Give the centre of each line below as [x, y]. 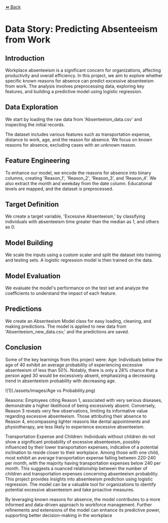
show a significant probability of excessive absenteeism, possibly [73, 441]
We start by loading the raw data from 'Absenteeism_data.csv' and [74, 119]
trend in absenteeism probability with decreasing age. [60, 381]
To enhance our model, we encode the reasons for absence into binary [78, 173]
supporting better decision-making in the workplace [59, 515]
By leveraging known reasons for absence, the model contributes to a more [83, 499]
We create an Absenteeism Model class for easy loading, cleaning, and [78, 321]
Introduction [25, 58]
